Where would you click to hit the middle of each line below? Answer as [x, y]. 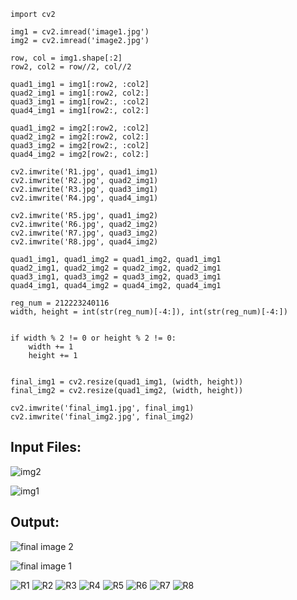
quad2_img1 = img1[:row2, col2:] [80, 93]
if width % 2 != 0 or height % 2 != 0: [93, 338]
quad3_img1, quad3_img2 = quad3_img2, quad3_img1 [116, 277]
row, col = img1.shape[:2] [66, 58]
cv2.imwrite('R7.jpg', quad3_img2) [84, 233]
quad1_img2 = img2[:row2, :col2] [80, 128]
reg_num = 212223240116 [60, 303]
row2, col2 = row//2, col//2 [71, 67]
